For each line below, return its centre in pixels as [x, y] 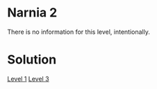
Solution [32, 60]
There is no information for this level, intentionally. [79, 32]
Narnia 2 [32, 13]
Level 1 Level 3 [28, 79]
